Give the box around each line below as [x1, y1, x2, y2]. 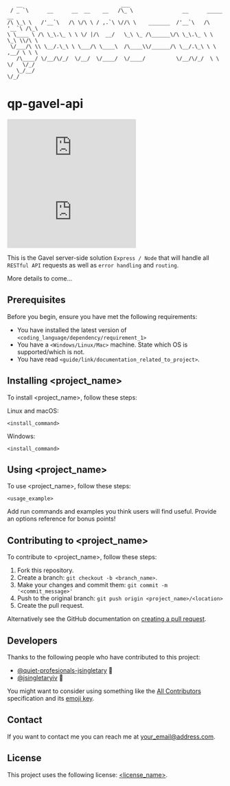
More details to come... [7, 274, 73, 283]
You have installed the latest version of [16, 325, 127, 334]
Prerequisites [7, 294, 66, 306]
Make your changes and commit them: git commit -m [16, 581, 168, 589]
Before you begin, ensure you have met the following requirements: [7, 312, 198, 320]
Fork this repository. [16, 566, 74, 575]
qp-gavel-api [7, 96, 84, 111]
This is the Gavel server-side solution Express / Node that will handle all [7, 253, 209, 262]
